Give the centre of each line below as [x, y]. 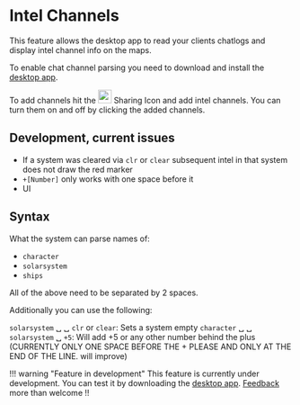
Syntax [30, 217]
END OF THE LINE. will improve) [68, 355]
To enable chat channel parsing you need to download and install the [137, 67]
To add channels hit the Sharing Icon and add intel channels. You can [145, 100]
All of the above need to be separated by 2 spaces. [104, 292]
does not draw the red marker [77, 169]
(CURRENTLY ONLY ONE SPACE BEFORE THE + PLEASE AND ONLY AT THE [150, 346]
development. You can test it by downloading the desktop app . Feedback [145, 382]
